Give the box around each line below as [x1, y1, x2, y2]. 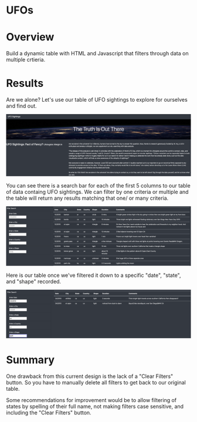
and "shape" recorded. [6, 278, 62, 285]
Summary [6, 353, 55, 367]
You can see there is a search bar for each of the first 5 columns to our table [6, 182, 191, 189]
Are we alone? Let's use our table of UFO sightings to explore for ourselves [6, 96, 188, 103]
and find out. [6, 102, 37, 109]
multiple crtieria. [6, 56, 46, 63]
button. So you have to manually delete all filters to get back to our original [6, 379, 186, 386]
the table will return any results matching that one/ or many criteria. [6, 195, 169, 202]
